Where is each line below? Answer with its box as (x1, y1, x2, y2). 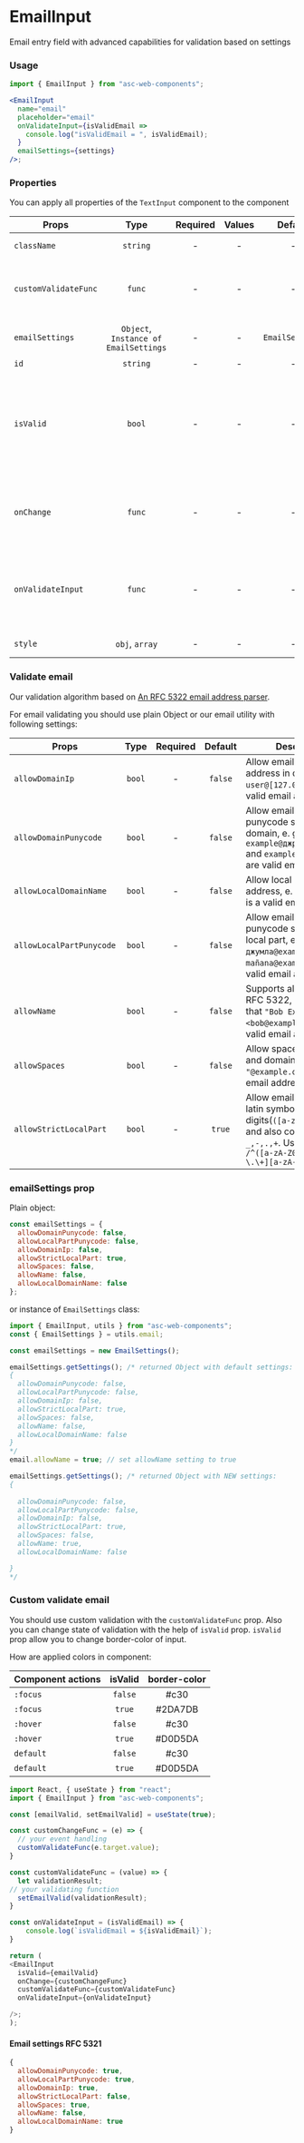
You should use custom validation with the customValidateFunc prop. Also (9, 1614, 282, 1625)
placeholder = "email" (17, 113, 95, 122)
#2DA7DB (155, 1703, 199, 1716)
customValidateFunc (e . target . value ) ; (17, 1844, 160, 1853)
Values (223, 219, 255, 231)
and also (245, 1125, 282, 1138)
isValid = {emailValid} (17, 1968, 100, 1977)
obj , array (115, 638, 158, 651)
